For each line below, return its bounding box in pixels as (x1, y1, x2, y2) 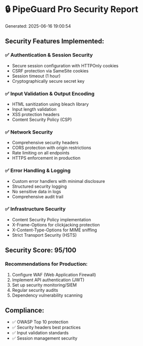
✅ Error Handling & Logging (5, 167, 71, 174)
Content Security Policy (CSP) (12, 117, 72, 122)
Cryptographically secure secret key (12, 78, 85, 84)
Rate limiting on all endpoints (12, 150, 70, 156)
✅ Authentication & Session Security (5, 52, 93, 59)
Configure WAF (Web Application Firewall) (12, 271, 96, 277)
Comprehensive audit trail (12, 194, 64, 199)
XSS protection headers (12, 111, 60, 117)
